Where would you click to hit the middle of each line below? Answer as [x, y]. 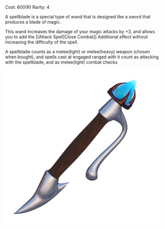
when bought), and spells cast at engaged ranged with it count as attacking [82, 57]
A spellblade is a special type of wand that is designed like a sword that [78, 17]
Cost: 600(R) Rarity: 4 [27, 7]
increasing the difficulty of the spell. [42, 42]
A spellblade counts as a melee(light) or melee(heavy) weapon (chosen [78, 52]
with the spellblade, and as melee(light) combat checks [61, 62]
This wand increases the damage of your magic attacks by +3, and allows [80, 31]
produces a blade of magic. [33, 22]
